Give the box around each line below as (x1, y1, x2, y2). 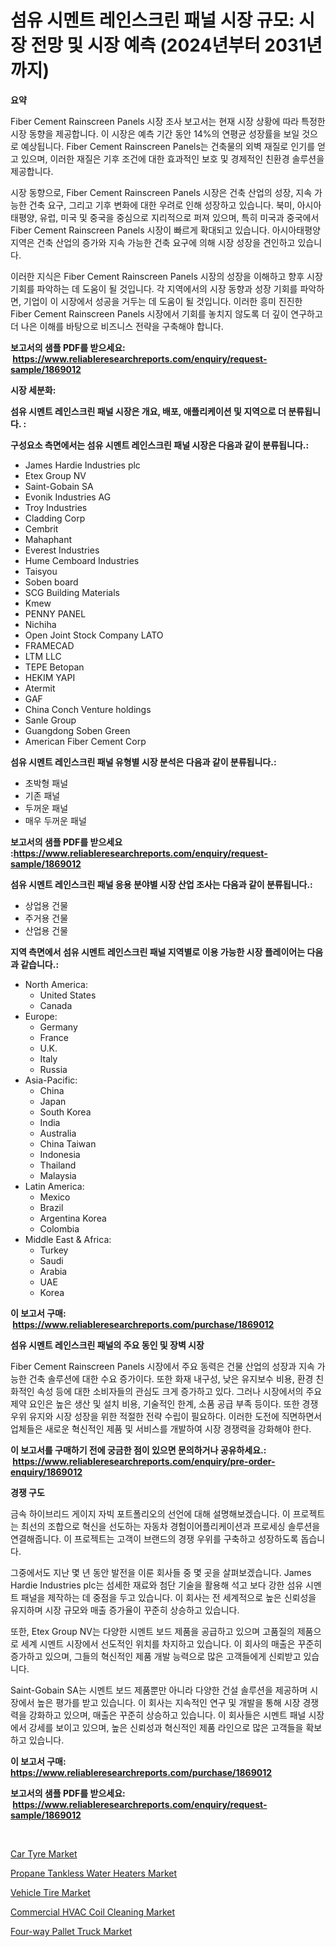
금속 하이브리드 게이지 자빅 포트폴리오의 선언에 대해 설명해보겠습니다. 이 (10, 1507, 291, 1520)
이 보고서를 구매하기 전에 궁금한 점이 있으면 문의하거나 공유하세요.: (10, 1444, 267, 1456)
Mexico (39, 1191, 71, 1203)
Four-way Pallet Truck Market (10, 1925, 133, 1937)
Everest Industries (24, 544, 100, 556)
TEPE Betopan (24, 661, 85, 673)
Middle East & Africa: (24, 1233, 112, 1245)
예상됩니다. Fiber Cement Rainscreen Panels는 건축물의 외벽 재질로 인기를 (20, 140, 316, 152)
